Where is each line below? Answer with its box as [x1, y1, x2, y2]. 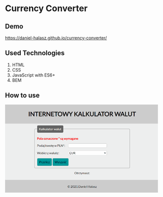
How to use [5, 91, 40, 100]
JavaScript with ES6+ [12, 72, 55, 78]
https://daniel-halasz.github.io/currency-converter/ [5, 35, 107, 41]
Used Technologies [5, 49, 65, 57]
